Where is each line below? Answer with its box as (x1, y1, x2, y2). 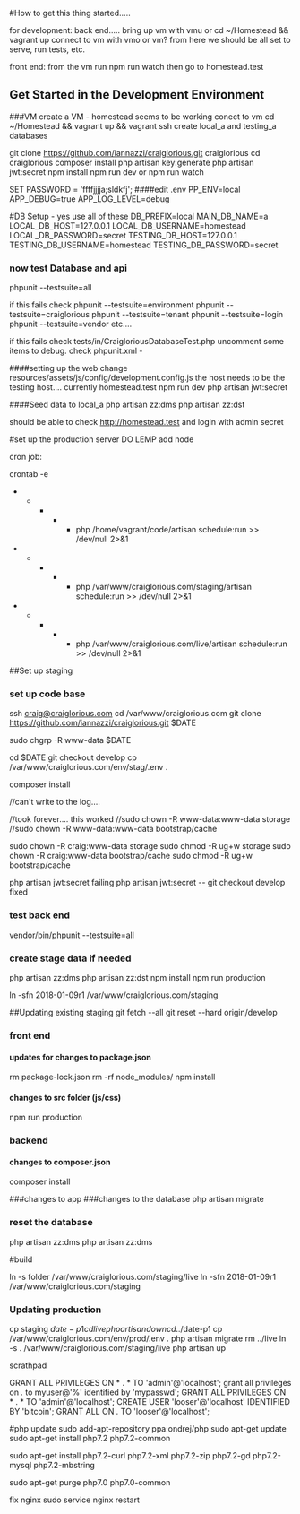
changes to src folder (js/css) (9, 1092, 122, 1103)
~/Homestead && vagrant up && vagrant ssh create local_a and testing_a (9, 120, 277, 131)
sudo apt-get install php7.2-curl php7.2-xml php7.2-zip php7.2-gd (9, 1450, 251, 1461)
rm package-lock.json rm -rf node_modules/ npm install (9, 1071, 216, 1083)
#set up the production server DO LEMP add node (9, 434, 194, 445)
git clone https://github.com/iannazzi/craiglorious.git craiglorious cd (9, 147, 261, 158)
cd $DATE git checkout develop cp (9, 752, 137, 763)
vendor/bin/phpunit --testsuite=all (9, 930, 134, 940)
